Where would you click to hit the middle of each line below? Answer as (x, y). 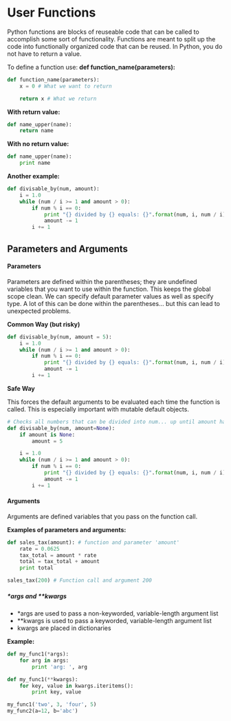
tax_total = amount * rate (58, 555)
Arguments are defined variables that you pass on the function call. (102, 516)
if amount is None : (47, 435)
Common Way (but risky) (44, 324)
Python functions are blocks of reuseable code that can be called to (103, 32)
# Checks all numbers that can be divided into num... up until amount (112, 422)
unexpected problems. (39, 311)
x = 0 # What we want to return (66, 86)
